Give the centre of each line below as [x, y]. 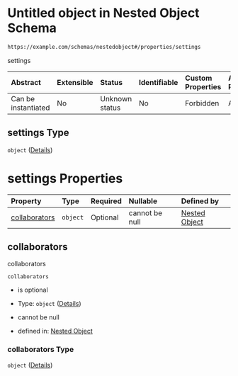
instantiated [30, 108]
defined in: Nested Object [55, 331]
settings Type [38, 133]
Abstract [26, 82]
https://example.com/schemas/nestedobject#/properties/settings [104, 47]
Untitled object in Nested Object [103, 13]
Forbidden [202, 103]
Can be [23, 98]
